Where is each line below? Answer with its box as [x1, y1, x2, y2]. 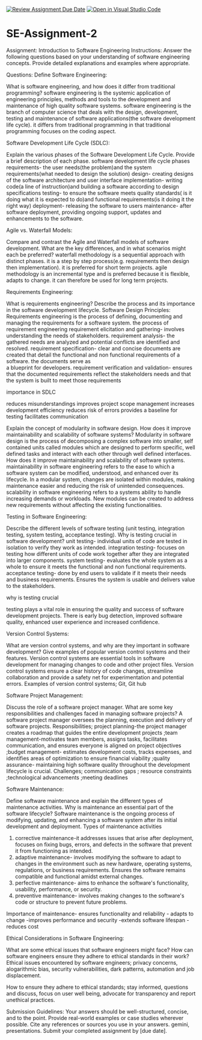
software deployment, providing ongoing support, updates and [6, 208, 162, 216]
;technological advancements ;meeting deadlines [6, 774, 128, 781]
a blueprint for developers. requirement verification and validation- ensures [6, 364, 192, 371]
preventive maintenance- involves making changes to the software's [14, 892, 185, 899]
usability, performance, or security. [14, 885, 102, 892]
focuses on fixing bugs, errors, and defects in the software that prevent [14, 841, 192, 848]
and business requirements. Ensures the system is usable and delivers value [6, 576, 195, 583]
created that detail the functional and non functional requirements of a [6, 351, 180, 358]
